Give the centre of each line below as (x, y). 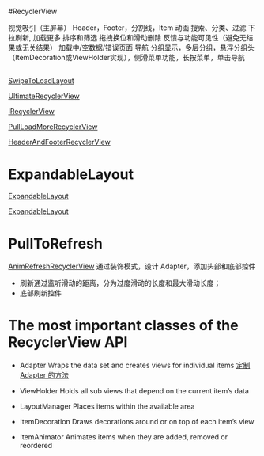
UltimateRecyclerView (44, 96)
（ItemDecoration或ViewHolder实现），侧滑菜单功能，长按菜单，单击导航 (126, 57)
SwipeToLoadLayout (41, 81)
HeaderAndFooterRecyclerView (59, 142)
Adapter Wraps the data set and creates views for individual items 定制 (135, 365)
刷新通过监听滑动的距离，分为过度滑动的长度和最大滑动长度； (120, 283)
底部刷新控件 (40, 293)
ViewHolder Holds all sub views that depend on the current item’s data (134, 391)
